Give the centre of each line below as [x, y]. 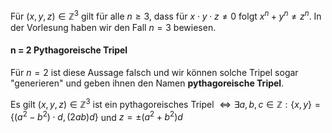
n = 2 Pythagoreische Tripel [69, 50]
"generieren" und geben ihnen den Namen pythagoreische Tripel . [147, 83]
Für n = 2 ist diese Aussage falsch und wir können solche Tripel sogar [154, 72]
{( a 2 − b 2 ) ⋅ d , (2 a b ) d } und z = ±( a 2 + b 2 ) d [96, 116]
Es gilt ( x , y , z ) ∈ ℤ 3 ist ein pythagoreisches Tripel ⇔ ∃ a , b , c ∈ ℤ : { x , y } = [165, 103]
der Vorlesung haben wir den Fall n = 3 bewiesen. [113, 27]
